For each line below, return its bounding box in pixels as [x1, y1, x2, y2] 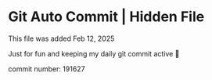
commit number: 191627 [8, 64, 85, 74]
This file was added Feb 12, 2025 [8, 34, 115, 43]
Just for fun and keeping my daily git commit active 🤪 [8, 49, 180, 58]
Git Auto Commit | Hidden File [8, 8, 205, 26]
